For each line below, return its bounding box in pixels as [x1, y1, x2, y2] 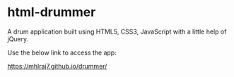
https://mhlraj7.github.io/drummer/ [7, 62, 107, 70]
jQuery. [7, 34, 29, 43]
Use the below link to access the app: [7, 48, 117, 57]
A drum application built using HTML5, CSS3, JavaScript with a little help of [7, 27, 227, 36]
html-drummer [7, 4, 96, 20]
